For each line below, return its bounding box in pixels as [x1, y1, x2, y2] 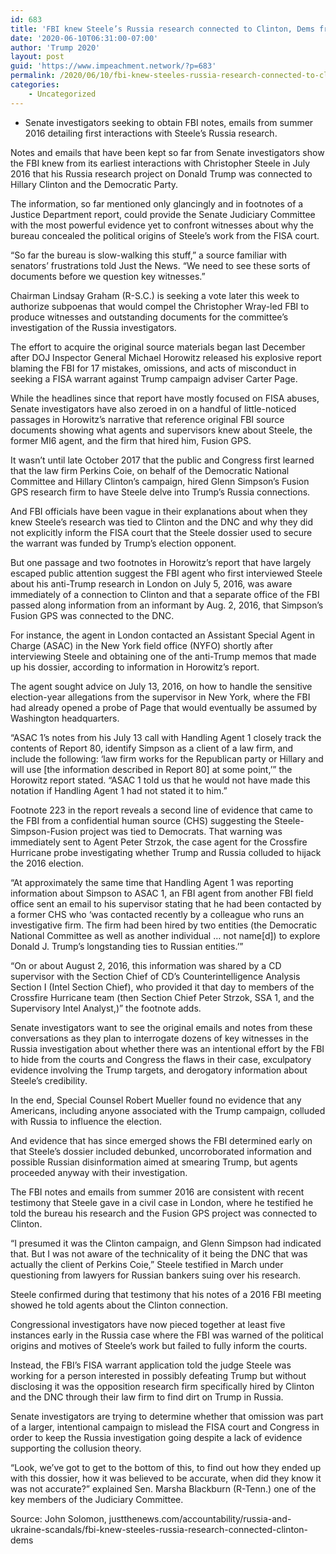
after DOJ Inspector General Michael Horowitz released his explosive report [10, 351, 322, 363]
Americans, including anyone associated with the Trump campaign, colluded [10, 1104, 326, 1116]
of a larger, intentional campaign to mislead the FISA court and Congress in [10, 1421, 320, 1433]
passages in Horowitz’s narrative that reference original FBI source [10, 413, 285, 425]
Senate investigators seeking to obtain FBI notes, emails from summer [24, 116, 314, 128]
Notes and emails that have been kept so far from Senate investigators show [10, 146, 325, 158]
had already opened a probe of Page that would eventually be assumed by [10, 701, 318, 713]
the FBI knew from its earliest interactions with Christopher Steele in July [10, 157, 311, 169]
